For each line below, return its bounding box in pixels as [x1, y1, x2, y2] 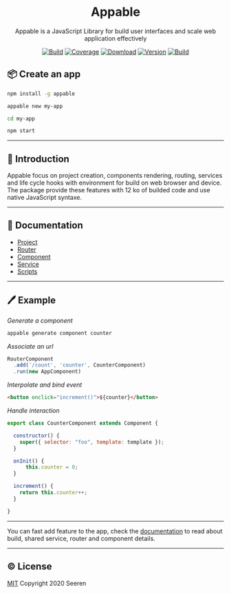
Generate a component [7, 316, 74, 325]
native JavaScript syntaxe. [7, 194, 82, 202]
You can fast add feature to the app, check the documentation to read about [7, 526, 223, 535]
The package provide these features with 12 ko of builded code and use [7, 186, 211, 194]
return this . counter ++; [19, 489, 88, 496]
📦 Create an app [7, 68, 81, 80]
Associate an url [7, 342, 54, 350]
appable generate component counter [7, 329, 112, 336]
